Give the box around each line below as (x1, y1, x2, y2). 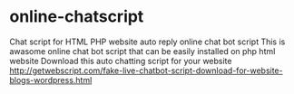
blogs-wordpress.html (9, 74, 93, 85)
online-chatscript (9, 6, 144, 27)
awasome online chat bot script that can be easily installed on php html (9, 45, 276, 56)
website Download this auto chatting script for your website (9, 55, 232, 66)
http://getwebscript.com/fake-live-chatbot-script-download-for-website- (9, 65, 283, 76)
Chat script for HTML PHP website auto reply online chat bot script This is (9, 36, 286, 47)
